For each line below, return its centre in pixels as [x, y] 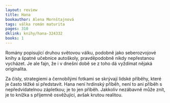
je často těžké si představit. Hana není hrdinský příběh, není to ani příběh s [84, 84]
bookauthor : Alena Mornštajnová [40, 19]
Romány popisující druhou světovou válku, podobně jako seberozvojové [81, 53]
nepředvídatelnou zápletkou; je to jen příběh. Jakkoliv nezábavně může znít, [85, 89]
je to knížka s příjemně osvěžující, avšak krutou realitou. [64, 95]
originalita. [16, 68]
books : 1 [15, 39]
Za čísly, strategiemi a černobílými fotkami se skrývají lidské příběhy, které [83, 79]
